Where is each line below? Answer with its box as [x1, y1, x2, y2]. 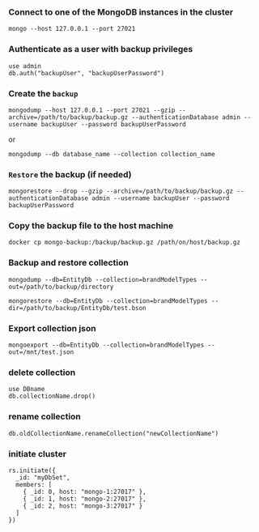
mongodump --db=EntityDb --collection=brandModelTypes [8, 275, 197, 283]
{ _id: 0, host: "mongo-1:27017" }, [23, 487, 147, 496]
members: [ [15, 480, 53, 488]
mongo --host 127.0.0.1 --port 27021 [8, 25, 136, 33]
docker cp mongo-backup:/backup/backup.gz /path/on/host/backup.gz [8, 238, 241, 247]
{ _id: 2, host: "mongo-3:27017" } [23, 501, 143, 510]
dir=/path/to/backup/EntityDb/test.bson [8, 304, 147, 312]
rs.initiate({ [8, 466, 57, 475]
